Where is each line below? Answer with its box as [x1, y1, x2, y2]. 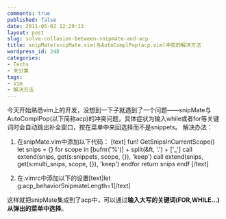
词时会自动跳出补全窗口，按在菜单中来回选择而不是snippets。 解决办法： [7, 123, 214, 131]
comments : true [7, 10, 51, 17]
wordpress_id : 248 [7, 49, 60, 55]
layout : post [7, 29, 45, 36]
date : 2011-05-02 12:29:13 [7, 23, 84, 29]
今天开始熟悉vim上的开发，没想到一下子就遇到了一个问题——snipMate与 [7, 106, 212, 114]
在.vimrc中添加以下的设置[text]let [16, 174, 111, 182]
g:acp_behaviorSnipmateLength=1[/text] [16, 182, 131, 190]
